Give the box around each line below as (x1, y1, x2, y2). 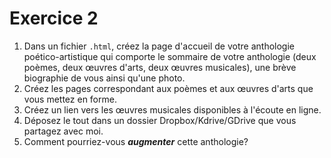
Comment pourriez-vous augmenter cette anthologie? (23, 135, 249, 147)
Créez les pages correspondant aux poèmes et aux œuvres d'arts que (23, 82, 314, 94)
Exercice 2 (9, 7, 99, 30)
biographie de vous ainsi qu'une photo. (23, 72, 186, 84)
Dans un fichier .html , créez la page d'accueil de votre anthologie (23, 40, 295, 52)
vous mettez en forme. (23, 93, 117, 105)
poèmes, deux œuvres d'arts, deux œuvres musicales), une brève (23, 61, 297, 73)
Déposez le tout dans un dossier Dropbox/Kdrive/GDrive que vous (23, 114, 297, 126)
